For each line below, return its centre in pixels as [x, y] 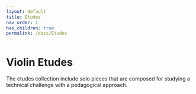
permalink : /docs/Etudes [37, 33]
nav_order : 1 [22, 22]
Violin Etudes [39, 63]
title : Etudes [24, 17]
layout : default [26, 11]
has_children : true [30, 28]
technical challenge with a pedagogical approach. [67, 85]
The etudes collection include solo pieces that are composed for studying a [98, 79]
